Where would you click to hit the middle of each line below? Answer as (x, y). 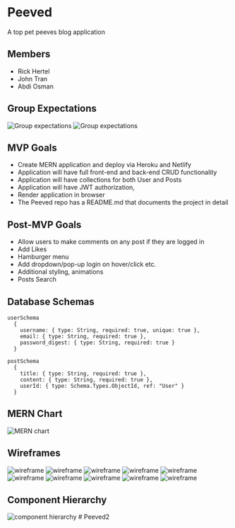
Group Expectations (52, 109)
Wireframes (34, 453)
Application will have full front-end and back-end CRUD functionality (117, 172)
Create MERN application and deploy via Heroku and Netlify (104, 165)
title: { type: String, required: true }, (83, 374)
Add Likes (32, 249)
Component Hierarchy (57, 500)
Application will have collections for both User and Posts (100, 180)
